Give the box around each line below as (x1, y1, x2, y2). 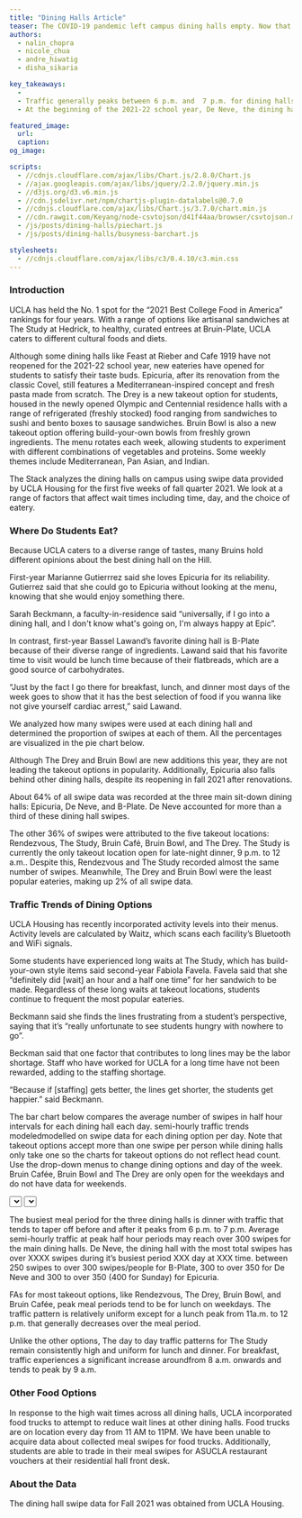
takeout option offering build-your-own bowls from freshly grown (9, 427, 251, 438)
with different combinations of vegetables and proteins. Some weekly (9, 446, 267, 457)
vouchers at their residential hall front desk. (9, 1455, 171, 1466)
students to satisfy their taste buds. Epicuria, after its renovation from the (9, 369, 280, 380)
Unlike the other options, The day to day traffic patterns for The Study (9, 1335, 268, 1347)
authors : (9, 30, 42, 39)
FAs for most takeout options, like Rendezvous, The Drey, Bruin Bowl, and (9, 1289, 281, 1300)
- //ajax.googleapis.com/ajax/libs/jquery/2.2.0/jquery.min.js (17, 179, 259, 188)
